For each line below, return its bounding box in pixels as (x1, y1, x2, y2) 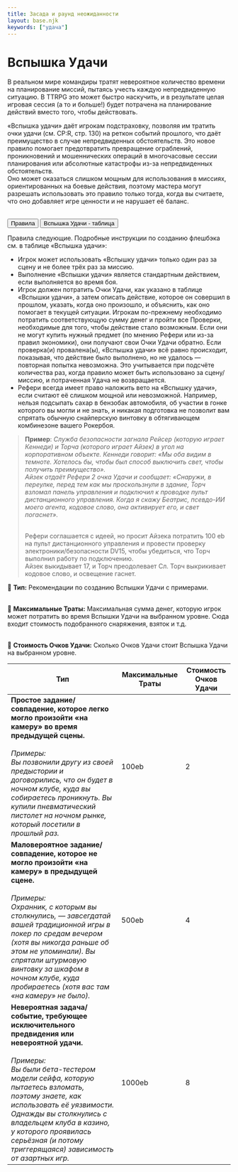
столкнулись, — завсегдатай (11, 911, 111, 921)
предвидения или (11, 1029, 74, 1039)
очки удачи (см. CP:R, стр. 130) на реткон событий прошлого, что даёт (7, 129, 222, 138)
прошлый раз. (11, 828, 59, 838)
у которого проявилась (11, 1127, 92, 1136)
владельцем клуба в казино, (11, 1118, 110, 1128)
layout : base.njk (7, 17, 59, 24)
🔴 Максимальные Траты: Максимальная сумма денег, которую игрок (7, 604, 222, 613)
